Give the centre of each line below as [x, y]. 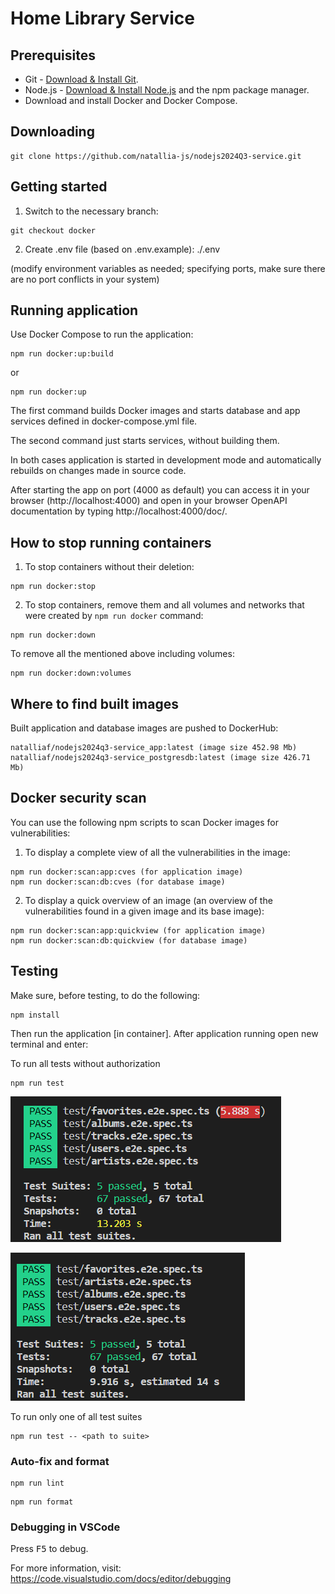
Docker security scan [78, 798]
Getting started [59, 187]
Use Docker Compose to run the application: [102, 334]
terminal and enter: [49, 1044]
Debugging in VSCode [65, 1527]
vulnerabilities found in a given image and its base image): [144, 911]
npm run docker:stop [53, 587]
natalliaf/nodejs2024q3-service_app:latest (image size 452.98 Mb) [154, 748]
